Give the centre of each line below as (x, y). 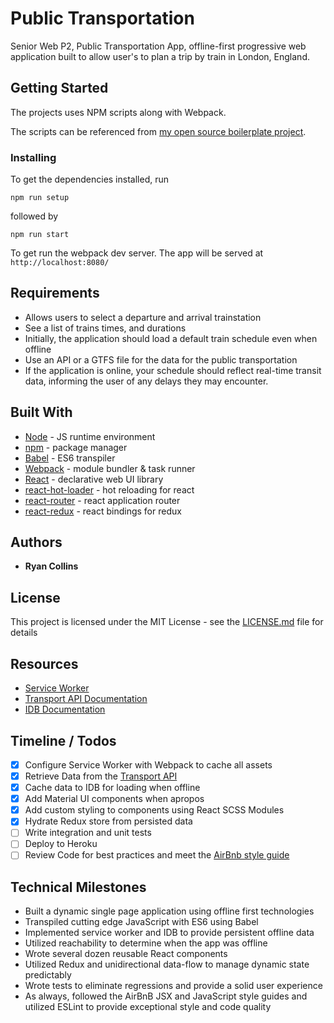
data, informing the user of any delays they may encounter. (146, 381)
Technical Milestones (78, 887)
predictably (48, 975)
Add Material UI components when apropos (114, 799)
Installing (33, 157)
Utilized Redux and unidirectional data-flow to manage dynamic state (167, 964)
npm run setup (40, 198)
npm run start (40, 235)
